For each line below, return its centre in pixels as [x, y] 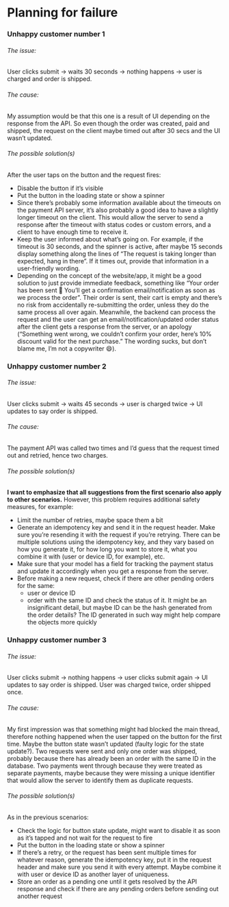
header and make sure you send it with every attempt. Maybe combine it [119, 867]
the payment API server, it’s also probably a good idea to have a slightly [118, 210]
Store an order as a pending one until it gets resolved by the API [107, 881]
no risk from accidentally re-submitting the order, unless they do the [113, 305]
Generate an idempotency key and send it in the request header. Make [116, 528]
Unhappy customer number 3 [57, 640]
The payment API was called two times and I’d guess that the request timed [113, 448]
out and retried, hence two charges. [57, 456]
